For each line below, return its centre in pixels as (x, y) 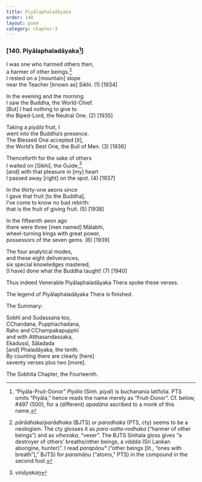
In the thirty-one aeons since (42, 190)
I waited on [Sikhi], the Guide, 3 (44, 165)
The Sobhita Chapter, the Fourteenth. (52, 374)
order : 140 (20, 17)
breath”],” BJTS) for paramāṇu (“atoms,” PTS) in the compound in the (101, 455)
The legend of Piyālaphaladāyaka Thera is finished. (70, 294)
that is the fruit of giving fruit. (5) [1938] (55, 209)
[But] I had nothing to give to (41, 109)
